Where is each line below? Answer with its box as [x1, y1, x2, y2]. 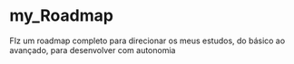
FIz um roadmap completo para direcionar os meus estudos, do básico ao [9, 35, 286, 46]
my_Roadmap [9, 5, 113, 26]
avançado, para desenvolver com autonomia [9, 44, 176, 55]
